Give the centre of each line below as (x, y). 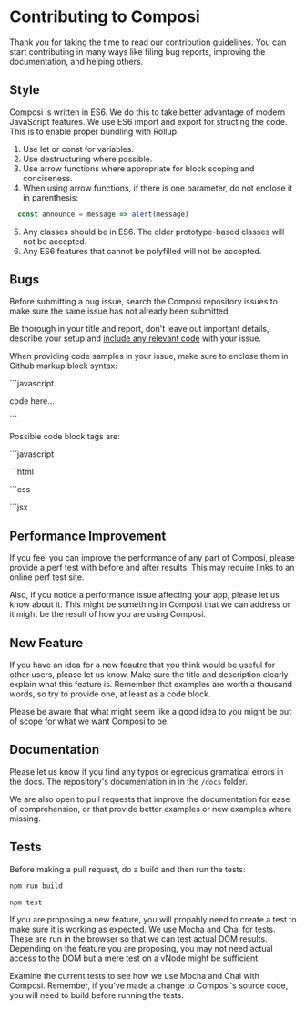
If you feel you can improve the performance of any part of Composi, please (152, 558)
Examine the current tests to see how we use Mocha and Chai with (134, 976)
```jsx (19, 507)
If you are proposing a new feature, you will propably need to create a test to (153, 920)
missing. (25, 819)
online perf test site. (47, 577)
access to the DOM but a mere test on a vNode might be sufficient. (135, 958)
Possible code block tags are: (65, 437)
